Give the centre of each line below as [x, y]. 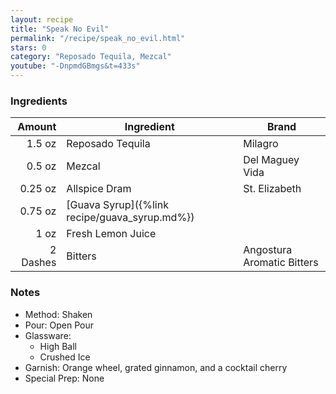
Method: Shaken [58, 314]
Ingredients [39, 101]
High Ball [58, 346]
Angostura [268, 250]
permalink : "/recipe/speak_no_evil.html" [98, 38]
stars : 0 [28, 47]
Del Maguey [271, 160]
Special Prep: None [64, 378]
